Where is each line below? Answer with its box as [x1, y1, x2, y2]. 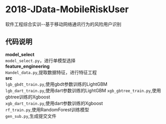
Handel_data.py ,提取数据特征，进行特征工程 [5, 69, 97, 75]
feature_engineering [5, 63, 50, 69]
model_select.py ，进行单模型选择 [5, 57, 76, 63]
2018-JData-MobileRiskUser [5, 4, 129, 15]
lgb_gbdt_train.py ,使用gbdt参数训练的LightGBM [5, 81, 108, 87]
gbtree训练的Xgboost [5, 93, 51, 100]
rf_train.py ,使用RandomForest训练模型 [5, 106, 89, 113]
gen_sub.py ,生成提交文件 [5, 113, 57, 119]
